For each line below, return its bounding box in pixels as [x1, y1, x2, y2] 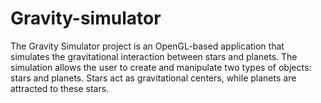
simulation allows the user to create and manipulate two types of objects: [10, 61, 312, 73]
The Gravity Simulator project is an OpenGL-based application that [10, 40, 285, 52]
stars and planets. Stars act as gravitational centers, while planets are [10, 72, 297, 84]
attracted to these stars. [10, 82, 110, 94]
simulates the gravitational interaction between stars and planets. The [10, 50, 298, 62]
